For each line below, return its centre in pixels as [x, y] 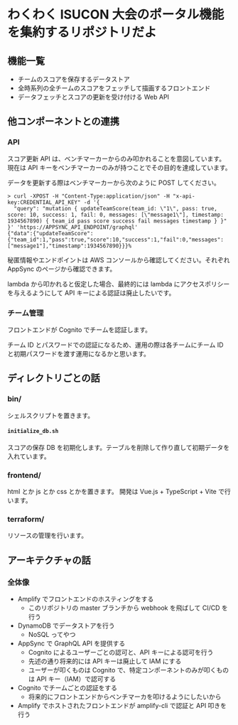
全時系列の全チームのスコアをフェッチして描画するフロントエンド [114, 88]
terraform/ [26, 520]
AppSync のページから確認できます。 [62, 269]
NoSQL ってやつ [52, 635]
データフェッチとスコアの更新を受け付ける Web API [93, 97]
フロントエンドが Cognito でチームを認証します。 [79, 329]
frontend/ [24, 475]
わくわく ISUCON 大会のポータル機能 [116, 15]
